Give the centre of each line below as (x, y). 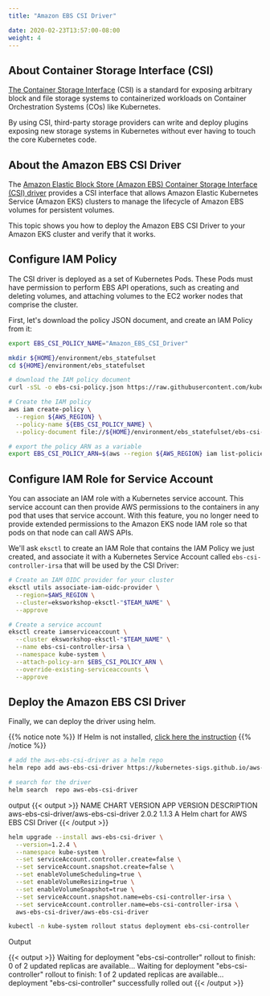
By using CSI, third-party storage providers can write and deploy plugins (129, 122)
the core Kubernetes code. (53, 140)
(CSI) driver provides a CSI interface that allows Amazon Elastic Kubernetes (133, 193)
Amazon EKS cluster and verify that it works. (82, 234)
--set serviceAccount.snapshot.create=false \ (95, 867)
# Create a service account (55, 625)
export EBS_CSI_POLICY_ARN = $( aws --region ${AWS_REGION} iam (113, 454)
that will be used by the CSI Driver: (121, 565)
